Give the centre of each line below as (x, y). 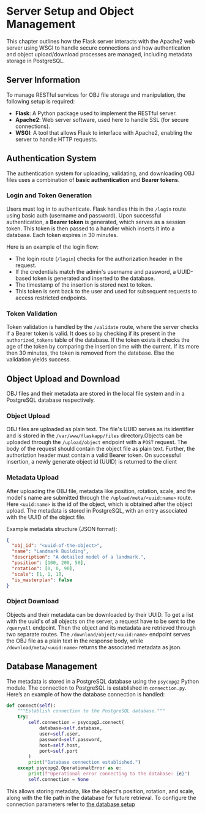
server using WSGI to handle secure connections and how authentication (99, 48)
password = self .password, (71, 739)
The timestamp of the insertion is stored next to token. (84, 285)
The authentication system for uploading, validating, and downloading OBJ (100, 173)
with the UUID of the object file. (46, 517)
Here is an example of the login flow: (53, 247)
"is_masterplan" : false (42, 580)
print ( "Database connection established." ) (84, 763)
